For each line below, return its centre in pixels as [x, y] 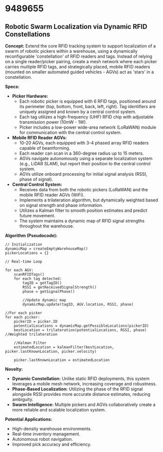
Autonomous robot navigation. [42, 439]
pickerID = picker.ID [36, 321]
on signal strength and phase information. [61, 205]
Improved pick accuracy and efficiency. [52, 444]
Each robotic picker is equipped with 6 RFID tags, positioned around [88, 101]
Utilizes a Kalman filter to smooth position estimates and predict [83, 210]
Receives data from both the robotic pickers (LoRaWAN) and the [84, 190]
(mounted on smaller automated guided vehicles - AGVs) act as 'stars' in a [80, 72]
